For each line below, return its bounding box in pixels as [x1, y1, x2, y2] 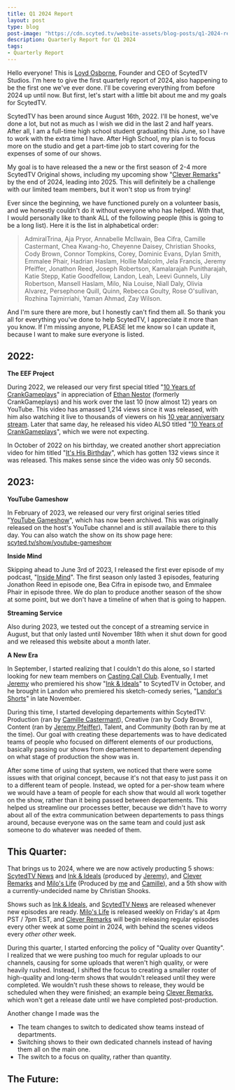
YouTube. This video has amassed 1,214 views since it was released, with [7, 404, 218, 414]
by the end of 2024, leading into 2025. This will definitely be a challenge [7, 177, 215, 186]
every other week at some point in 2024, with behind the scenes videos [7, 922, 214, 931]
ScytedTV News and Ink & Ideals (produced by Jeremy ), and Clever [7, 872, 202, 880]
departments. [17, 1030, 57, 1039]
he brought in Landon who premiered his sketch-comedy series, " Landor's [7, 686, 222, 695]
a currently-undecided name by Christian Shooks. [7, 887, 151, 895]
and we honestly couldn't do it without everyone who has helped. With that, [7, 206, 225, 214]
